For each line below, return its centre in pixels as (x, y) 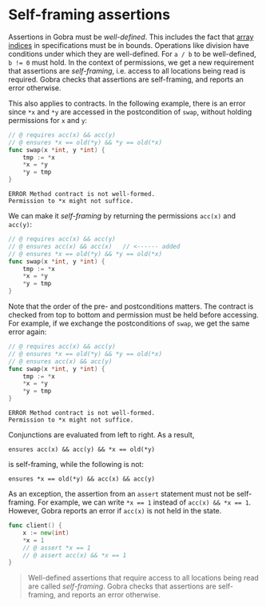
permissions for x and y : (48, 120)
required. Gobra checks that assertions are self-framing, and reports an (126, 79)
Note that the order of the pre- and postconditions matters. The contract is (131, 306)
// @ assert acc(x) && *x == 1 (75, 555)
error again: (28, 332)
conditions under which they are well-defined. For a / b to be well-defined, (133, 54)
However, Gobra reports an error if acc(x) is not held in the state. (115, 511)
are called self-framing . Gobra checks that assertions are (122, 586)
